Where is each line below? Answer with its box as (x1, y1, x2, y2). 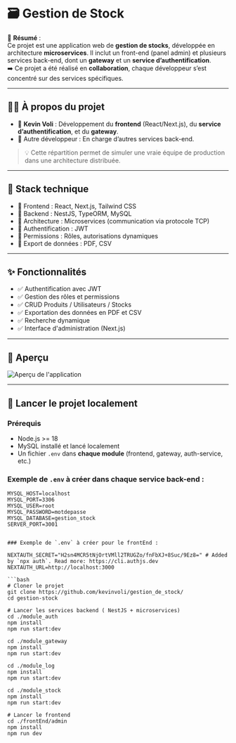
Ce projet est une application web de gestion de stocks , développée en (7, 41, 216, 49)
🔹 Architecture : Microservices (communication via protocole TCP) (17, 217, 210, 225)
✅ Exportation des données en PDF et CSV (17, 309, 142, 317)
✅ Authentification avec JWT (17, 285, 102, 293)
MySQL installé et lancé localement (17, 441, 120, 450)
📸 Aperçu (7, 351, 49, 363)
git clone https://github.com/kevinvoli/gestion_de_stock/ (7, 588, 184, 596)
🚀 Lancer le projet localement (7, 397, 138, 409)
